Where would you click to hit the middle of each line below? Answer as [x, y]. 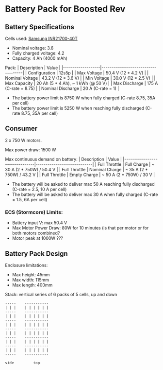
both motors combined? [36, 233]
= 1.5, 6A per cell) [30, 199]
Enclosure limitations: [26, 265]
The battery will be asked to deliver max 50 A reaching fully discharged [83, 184]
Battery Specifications [40, 27]
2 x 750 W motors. [24, 140]
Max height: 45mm [31, 274]
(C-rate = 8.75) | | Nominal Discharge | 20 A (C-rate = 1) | [62, 88]
